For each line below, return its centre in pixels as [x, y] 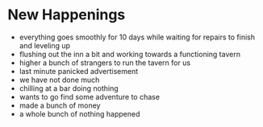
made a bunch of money [60, 105]
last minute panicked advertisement [79, 71]
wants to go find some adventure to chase [90, 96]
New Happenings [67, 15]
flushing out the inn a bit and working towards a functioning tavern [130, 54]
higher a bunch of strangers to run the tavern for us [105, 63]
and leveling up [44, 45]
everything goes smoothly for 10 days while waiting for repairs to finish [137, 37]
